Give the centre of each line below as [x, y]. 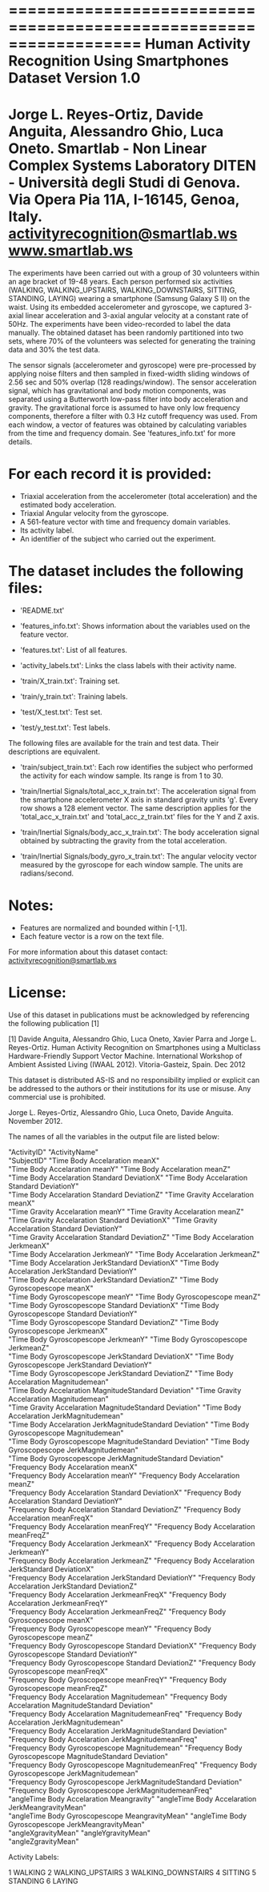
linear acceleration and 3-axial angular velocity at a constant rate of [137, 316]
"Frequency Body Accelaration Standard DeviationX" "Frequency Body [125, 1492]
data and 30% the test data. [54, 350]
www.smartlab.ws [71, 251]
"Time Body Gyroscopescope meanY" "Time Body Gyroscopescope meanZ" [134, 1296]
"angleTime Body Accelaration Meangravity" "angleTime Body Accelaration [132, 1798]
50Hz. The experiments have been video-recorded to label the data [119, 324]
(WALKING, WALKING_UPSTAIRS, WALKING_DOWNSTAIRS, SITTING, [123, 290]
